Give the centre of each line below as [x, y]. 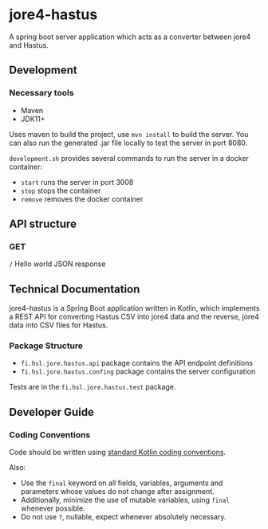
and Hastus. [29, 45]
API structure [43, 224]
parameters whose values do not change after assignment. [117, 492]
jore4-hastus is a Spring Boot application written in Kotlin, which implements [134, 308]
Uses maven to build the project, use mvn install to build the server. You [129, 134]
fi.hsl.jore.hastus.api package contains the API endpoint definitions [137, 363]
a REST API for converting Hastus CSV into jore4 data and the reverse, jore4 [134, 317]
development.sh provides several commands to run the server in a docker [129, 158]
